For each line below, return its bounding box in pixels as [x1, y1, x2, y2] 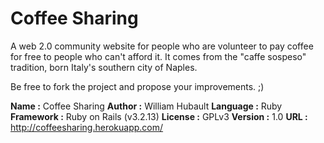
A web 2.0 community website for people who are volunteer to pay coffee [10, 40, 314, 52]
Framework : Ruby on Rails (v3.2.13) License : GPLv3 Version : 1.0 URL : [10, 110, 308, 122]
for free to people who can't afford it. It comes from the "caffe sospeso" [10, 50, 307, 62]
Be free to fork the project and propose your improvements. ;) [10, 80, 265, 92]
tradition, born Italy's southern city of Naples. [10, 61, 198, 73]
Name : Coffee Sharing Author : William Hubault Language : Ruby [10, 100, 283, 112]
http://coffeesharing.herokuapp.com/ [10, 121, 164, 133]
